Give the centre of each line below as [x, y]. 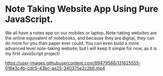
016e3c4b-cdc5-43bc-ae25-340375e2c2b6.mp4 [55, 68]
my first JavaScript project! [32, 53]
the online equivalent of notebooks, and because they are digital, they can [80, 38]
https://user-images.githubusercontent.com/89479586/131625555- [73, 63]
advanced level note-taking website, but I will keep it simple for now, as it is [81, 48]
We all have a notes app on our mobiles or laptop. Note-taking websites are [81, 33]
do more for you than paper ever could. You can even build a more [72, 43]
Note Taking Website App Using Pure [82, 9]
